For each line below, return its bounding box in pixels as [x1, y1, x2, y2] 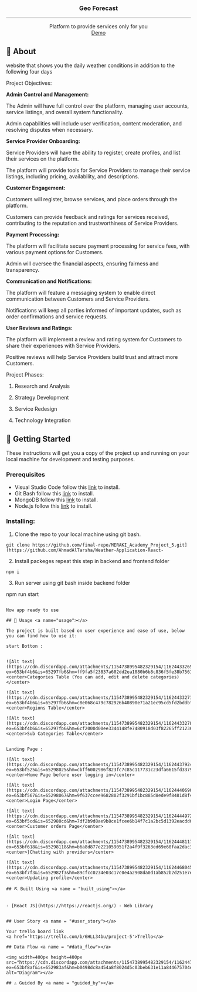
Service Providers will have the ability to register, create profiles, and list [6, 149, 181, 157]
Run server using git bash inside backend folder [14, 579, 131, 586]
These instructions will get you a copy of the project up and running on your [6, 449, 189, 457]
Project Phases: [6, 371, 44, 378]
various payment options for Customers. [6, 249, 104, 256]
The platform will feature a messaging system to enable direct [6, 289, 155, 297]
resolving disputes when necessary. [6, 127, 93, 134]
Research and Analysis [14, 382, 70, 390]
